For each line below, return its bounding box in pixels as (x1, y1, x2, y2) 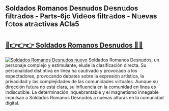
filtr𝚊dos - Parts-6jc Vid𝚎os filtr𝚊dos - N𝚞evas (5, 12, 157, 21)
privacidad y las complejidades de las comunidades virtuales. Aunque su (5, 79, 158, 84)
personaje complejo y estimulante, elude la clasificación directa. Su (5, 62, 147, 68)
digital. (5, 100, 19, 106)
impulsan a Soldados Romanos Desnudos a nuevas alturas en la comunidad (5, 95, 164, 100)
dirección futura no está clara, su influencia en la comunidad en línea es (5, 84, 156, 90)
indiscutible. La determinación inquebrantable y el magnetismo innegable (5, 89, 159, 95)
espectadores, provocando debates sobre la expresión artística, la (5, 73, 144, 79)
